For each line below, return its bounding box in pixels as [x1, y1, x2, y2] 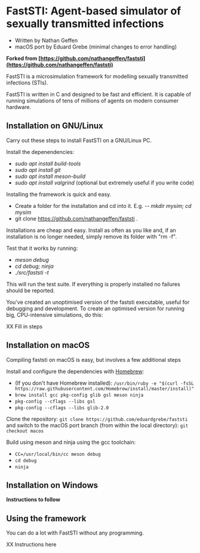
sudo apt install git [14, 166, 61, 173]
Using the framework [6, 513, 87, 524]
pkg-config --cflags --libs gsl [14, 398, 96, 404]
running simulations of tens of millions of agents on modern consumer [6, 97, 179, 104]
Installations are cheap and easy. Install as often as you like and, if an [6, 226, 176, 234]
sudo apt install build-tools [14, 160, 81, 167]
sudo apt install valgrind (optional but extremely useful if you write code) [14, 179, 195, 186]
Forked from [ [6, 55, 41, 62]
